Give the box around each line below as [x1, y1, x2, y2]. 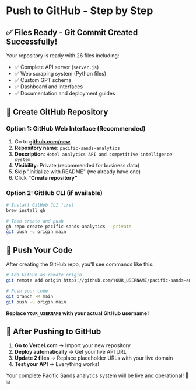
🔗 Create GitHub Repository [6, 107, 108, 117]
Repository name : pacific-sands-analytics [14, 144, 121, 151]
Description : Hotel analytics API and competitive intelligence [14, 150, 172, 158]
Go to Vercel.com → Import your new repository [14, 342, 131, 349]
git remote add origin [6, 278, 61, 283]
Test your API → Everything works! [14, 361, 99, 368]
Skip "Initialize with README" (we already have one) [14, 168, 141, 175]
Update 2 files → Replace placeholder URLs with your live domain [14, 354, 173, 361]
